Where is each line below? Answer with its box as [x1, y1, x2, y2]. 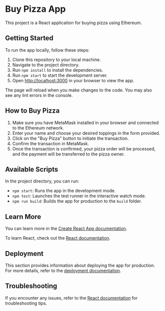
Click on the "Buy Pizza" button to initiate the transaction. [12, 135, 129, 141]
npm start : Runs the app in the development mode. [12, 188, 116, 194]
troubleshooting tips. [5, 300, 47, 306]
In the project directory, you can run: [5, 178, 79, 184]
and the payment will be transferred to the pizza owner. [12, 151, 125, 157]
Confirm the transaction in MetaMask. [12, 140, 90, 146]
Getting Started [5, 34, 54, 42]
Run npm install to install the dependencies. [12, 67, 103, 73]
